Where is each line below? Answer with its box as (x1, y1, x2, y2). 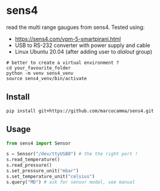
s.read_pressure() (6, 162, 52, 169)
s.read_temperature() (6, 157, 61, 163)
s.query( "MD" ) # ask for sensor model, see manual (6, 179, 135, 185)
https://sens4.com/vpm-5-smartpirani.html (14, 35, 121, 42)
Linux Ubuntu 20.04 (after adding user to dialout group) (14, 48, 153, 55)
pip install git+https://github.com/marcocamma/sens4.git (6, 108, 154, 114)
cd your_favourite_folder (6, 64, 71, 71)
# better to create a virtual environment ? (6, 60, 119, 66)
